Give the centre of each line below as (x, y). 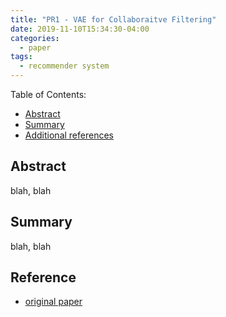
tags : (21, 57)
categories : (35, 38)
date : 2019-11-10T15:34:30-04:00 (80, 29)
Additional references (69, 135)
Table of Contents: (48, 94)
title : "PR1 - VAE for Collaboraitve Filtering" (113, 19)
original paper (53, 302)
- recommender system (64, 66)
